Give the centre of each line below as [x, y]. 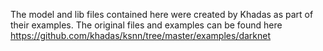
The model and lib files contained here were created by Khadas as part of [162, 14]
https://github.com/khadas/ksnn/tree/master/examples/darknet [141, 35]
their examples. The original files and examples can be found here [146, 25]
